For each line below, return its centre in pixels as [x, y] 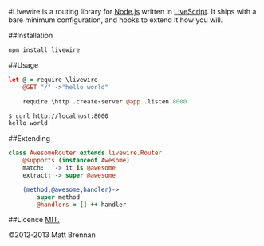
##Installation [31, 35]
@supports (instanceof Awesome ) [76, 161]
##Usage [24, 65]
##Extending [29, 139]
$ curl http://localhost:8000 [59, 116]
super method [59, 197]
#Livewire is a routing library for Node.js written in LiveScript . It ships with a [132, 12]
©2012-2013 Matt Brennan [52, 235]
